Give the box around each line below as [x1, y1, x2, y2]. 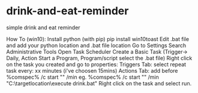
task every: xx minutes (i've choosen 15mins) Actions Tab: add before [6, 67, 178, 74]
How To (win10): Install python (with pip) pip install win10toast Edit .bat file [6, 35, 190, 42]
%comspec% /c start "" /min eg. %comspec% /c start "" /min [6, 73, 159, 80]
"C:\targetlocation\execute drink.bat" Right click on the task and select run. [6, 79, 192, 87]
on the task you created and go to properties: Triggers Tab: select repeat [6, 61, 187, 68]
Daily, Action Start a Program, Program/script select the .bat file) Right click [6, 54, 193, 61]
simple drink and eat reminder [6, 24, 80, 31]
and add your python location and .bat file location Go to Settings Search [6, 42, 187, 49]
